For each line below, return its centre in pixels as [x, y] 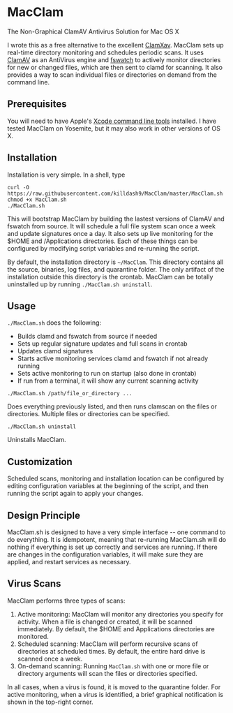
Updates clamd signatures [55, 351]
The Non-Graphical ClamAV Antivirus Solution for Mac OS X [93, 31]
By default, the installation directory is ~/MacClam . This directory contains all [115, 262]
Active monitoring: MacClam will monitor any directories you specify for [120, 614]
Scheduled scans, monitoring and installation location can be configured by [116, 478]
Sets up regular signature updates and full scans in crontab [102, 344]
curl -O [18, 187]
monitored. [33, 636]
